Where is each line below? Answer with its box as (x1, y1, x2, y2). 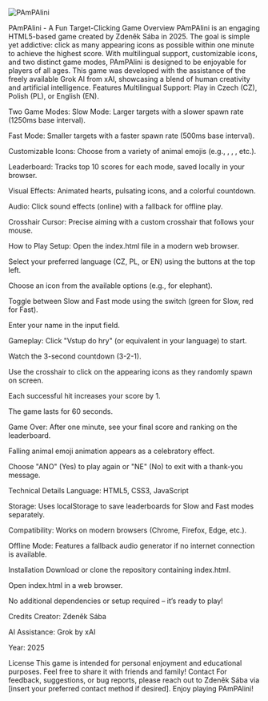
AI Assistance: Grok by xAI (8, 627, 96, 637)
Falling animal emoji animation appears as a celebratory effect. (8, 446, 215, 456)
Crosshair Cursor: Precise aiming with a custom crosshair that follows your (8, 217, 254, 226)
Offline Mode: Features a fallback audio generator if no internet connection (8, 541, 255, 550)
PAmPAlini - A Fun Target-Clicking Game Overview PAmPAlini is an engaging (8, 23, 260, 32)
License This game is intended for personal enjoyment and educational (8, 658, 242, 667)
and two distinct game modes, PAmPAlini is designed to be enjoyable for (8, 57, 246, 67)
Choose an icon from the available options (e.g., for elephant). (8, 281, 214, 290)
